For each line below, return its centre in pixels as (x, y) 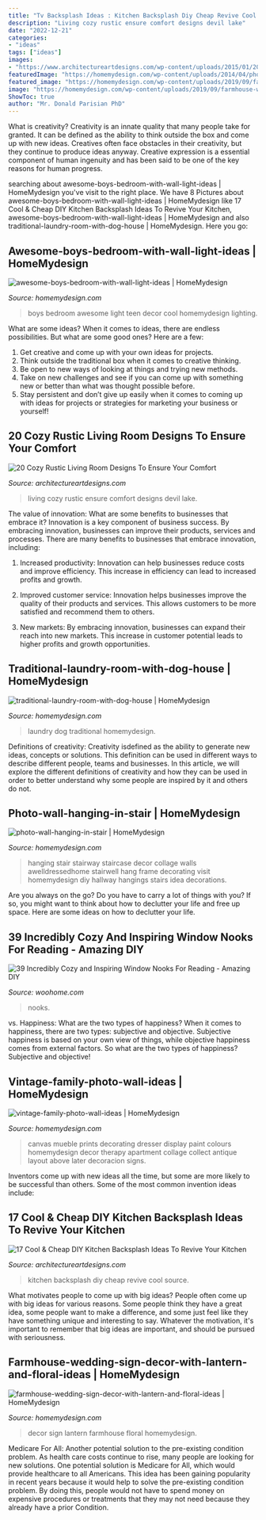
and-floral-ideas (49, 1375)
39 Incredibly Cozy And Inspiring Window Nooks (131, 937)
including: (25, 547)
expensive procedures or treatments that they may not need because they (129, 1499)
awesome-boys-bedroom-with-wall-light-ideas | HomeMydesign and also (129, 218)
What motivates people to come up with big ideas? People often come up (127, 1295)
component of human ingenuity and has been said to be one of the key (124, 160)
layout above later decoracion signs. (87, 1161)
